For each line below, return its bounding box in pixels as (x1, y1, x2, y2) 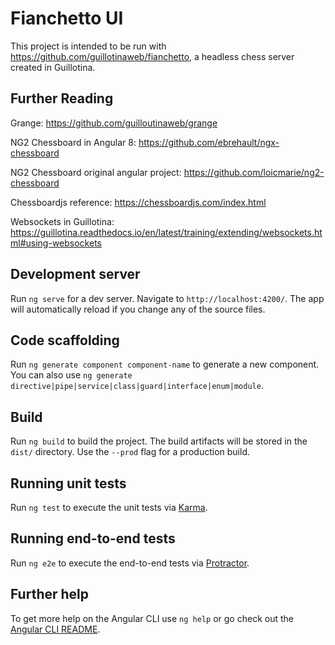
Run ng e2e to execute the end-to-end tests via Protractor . (10, 557, 250, 569)
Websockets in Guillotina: (10, 215, 115, 227)
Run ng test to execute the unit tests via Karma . (10, 502, 208, 513)
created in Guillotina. (10, 61, 96, 73)
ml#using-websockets (10, 237, 102, 249)
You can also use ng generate (10, 369, 133, 381)
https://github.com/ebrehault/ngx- (138, 136, 280, 148)
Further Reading (10, 90, 114, 107)
